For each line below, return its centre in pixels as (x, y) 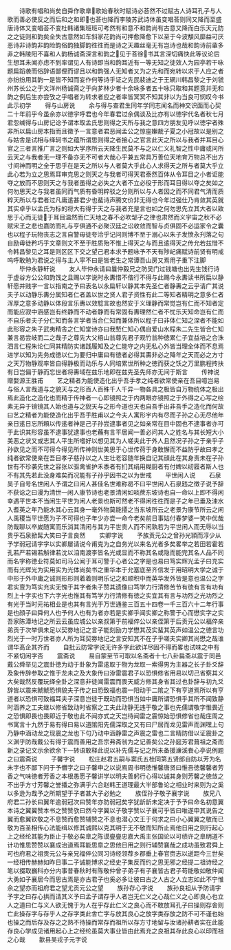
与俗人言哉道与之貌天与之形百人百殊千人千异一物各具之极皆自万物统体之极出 (115, 389)
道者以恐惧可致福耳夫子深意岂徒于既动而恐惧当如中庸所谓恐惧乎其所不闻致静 (115, 699)
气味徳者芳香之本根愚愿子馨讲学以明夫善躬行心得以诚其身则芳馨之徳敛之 (121, 776)
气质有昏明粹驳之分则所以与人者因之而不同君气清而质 (148, 191)
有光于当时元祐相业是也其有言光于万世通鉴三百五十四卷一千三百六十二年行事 (115, 604)
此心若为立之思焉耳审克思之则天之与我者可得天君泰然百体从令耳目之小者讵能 (115, 174)
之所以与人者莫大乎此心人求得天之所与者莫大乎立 (154, 165)
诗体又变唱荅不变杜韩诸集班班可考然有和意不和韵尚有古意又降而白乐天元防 (118, 28)
